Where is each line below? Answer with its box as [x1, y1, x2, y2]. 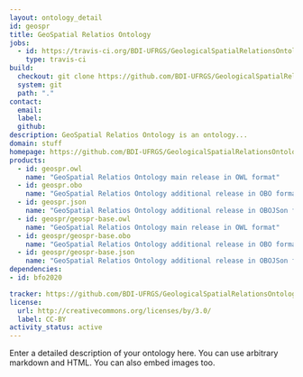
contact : [9, 97, 42, 106]
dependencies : [9, 265, 63, 274]
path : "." [17, 88, 54, 97]
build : [9, 64, 34, 73]
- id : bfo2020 [9, 273, 63, 282]
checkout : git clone [17, 72, 95, 81]
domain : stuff [9, 139, 63, 148]
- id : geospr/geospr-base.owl [17, 214, 131, 224]
